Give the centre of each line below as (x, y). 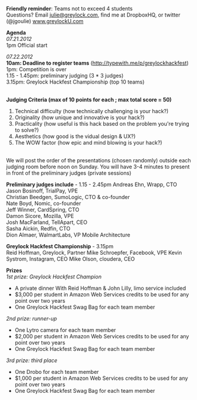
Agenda (16, 33)
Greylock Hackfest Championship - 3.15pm (60, 246)
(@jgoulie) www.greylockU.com (45, 21)
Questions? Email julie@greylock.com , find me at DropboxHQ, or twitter (93, 15)
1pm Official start (27, 45)
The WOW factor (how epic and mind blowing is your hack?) (88, 143)
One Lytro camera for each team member (65, 330)
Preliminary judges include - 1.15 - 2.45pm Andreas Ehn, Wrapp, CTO (92, 184)
